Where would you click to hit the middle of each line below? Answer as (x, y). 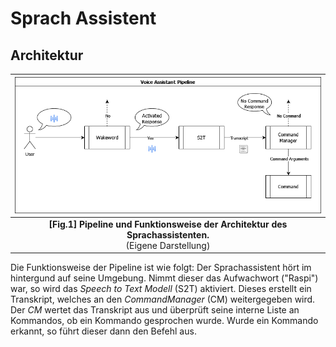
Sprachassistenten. (168, 234)
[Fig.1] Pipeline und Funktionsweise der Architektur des (168, 224)
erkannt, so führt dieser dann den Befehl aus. (103, 331)
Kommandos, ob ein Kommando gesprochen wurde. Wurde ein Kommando (164, 321)
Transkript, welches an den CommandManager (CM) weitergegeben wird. (163, 299)
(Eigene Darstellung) (168, 245)
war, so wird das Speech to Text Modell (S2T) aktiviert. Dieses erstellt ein (161, 289)
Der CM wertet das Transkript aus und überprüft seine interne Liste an (155, 310)
